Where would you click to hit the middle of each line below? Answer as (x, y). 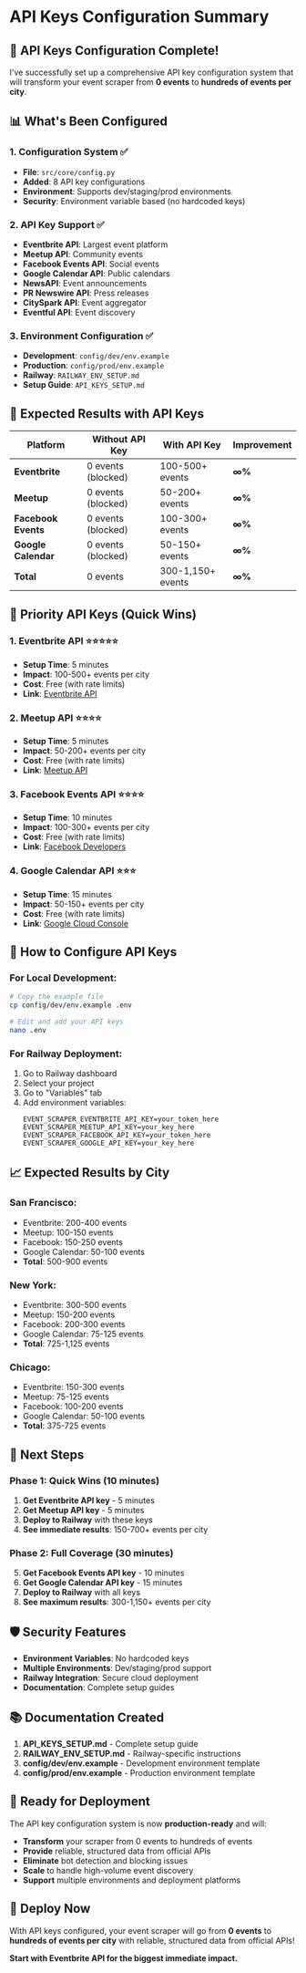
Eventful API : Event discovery (79, 312)
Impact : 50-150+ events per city (83, 904)
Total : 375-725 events (64, 1426)
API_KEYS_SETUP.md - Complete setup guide (110, 1744)
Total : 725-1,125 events (66, 1344)
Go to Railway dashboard (70, 1074)
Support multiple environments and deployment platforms (132, 1880)
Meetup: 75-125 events (66, 1397)
